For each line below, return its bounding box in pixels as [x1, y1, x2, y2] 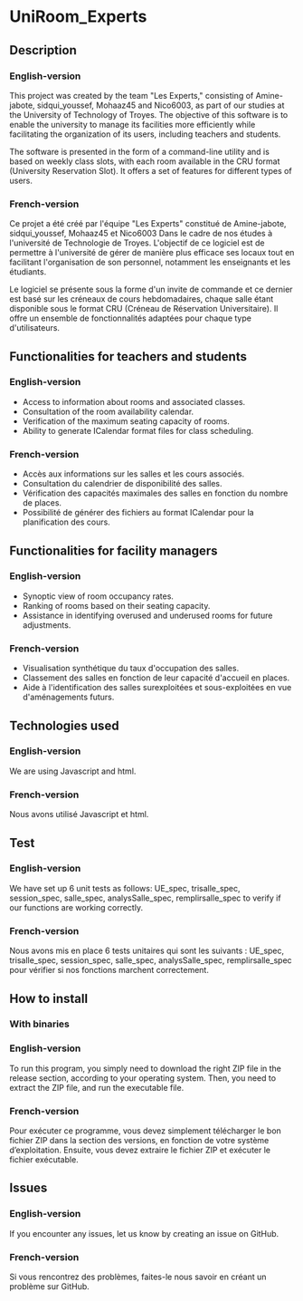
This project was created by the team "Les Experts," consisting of [9, 90, 254, 101]
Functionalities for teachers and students [9, 349, 247, 364]
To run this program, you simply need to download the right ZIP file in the [9, 1063, 282, 1074]
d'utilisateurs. [9, 323, 61, 333]
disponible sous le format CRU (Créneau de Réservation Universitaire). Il [9, 304, 279, 314]
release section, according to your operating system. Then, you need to [9, 1072, 277, 1084]
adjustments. [22, 619, 71, 631]
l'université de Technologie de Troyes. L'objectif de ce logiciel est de [9, 237, 265, 248]
